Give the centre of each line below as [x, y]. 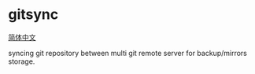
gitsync [33, 15]
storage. [22, 61]
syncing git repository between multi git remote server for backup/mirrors [128, 53]
